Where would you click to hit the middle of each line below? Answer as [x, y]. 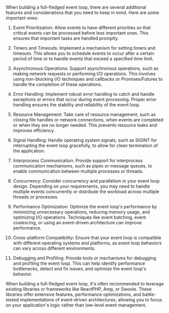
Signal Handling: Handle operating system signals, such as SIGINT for [85, 140]
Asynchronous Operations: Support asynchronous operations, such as [86, 68]
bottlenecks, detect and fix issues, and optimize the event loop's [79, 269]
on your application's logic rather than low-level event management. [76, 305]
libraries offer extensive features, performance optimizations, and [73, 294]
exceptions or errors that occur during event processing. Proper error [85, 99]
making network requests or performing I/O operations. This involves [84, 74]
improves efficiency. [34, 130]
